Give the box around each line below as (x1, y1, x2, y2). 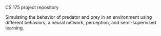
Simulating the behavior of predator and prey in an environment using (5, 14, 152, 20)
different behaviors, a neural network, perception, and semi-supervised (5, 20, 156, 25)
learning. (5, 25, 24, 31)
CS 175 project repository (5, 5, 59, 10)
